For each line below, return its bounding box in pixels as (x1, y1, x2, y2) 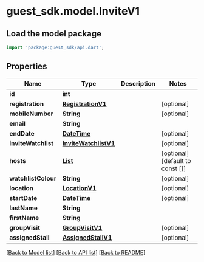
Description (121, 79, 156, 88)
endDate (9, 129, 35, 137)
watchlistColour (9, 174, 56, 182)
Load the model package (6, 29, 102, 39)
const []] (161, 164, 186, 173)
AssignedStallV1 (62, 233, 112, 241)
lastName (9, 204, 38, 212)
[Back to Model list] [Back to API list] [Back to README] (6, 249, 146, 256)
